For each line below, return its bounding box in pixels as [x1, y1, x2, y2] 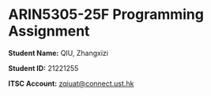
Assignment [8, 22, 90, 40]
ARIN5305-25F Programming [8, 6, 204, 24]
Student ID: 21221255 [8, 63, 79, 72]
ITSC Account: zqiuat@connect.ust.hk [8, 79, 134, 88]
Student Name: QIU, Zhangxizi [8, 48, 109, 57]
